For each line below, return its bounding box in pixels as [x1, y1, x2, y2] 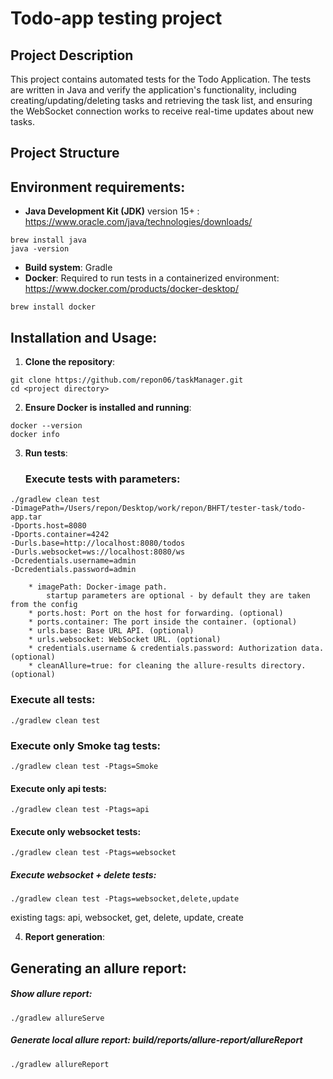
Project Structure [10, 145, 120, 162]
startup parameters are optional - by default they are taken [46, 591, 311, 601]
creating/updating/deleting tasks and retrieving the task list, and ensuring [10, 95, 313, 106]
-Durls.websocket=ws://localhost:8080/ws [10, 547, 186, 557]
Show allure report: [10, 988, 93, 1000]
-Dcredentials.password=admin [10, 565, 137, 575]
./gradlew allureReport [10, 1059, 110, 1069]
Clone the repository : [24, 356, 116, 368]
